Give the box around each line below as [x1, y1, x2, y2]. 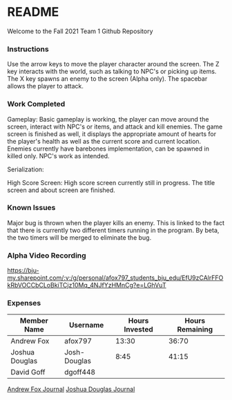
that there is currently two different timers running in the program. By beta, [7, 226, 220, 234]
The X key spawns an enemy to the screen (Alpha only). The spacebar [7, 75, 208, 83]
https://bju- [7, 267, 39, 275]
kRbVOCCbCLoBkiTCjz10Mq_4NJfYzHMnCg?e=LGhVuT [7, 281, 167, 289]
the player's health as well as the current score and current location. [7, 137, 202, 145]
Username [68, 321, 104, 330]
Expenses [7, 298, 41, 308]
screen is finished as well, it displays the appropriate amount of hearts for [7, 129, 217, 138]
